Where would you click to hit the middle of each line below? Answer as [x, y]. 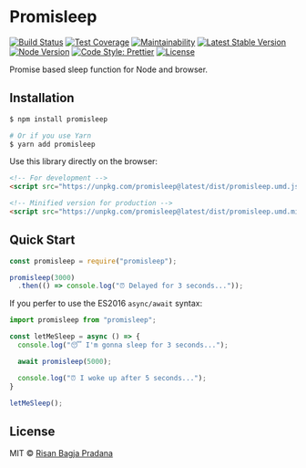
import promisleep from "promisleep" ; [83, 320]
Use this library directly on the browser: [83, 161]
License [32, 431]
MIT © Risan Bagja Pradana [61, 453]
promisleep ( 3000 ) [42, 277]
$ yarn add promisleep [52, 144]
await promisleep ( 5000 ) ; [65, 361]
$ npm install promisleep [58, 119]
